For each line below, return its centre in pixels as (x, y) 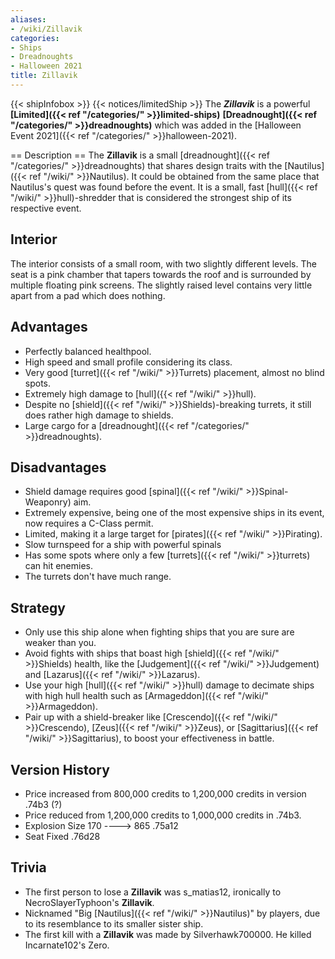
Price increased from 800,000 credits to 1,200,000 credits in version (165, 793)
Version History (60, 769)
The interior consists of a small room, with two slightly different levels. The (163, 263)
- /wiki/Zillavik (46, 29)
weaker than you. (60, 643)
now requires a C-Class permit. (89, 523)
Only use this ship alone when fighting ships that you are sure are (159, 632)
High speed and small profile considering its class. (128, 362)
